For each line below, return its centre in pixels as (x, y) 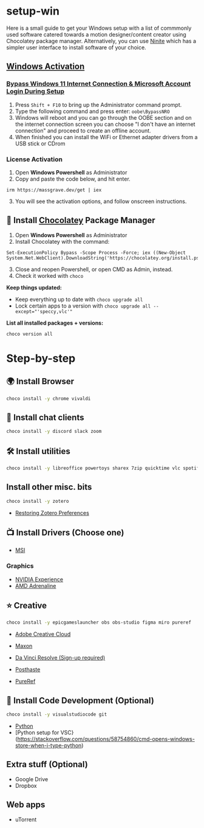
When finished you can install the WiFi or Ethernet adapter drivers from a (106, 137)
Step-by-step (41, 358)
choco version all (29, 334)
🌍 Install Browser (40, 381)
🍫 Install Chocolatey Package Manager (81, 220)
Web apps (26, 805)
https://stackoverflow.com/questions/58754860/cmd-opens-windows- (106, 739)
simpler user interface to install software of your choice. (76, 47)
